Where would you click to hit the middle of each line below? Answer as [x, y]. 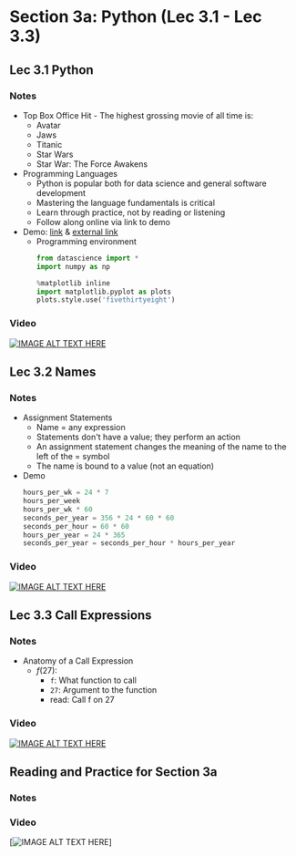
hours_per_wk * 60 [57, 509]
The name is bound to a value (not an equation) [125, 466]
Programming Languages [70, 173]
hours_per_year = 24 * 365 [74, 535]
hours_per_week [51, 501]
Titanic [49, 144]
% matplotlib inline [73, 283]
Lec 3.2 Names [53, 371]
